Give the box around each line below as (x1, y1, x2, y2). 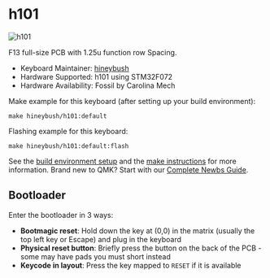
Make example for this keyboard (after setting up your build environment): (8, 96, 256, 106)
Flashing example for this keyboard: (8, 126, 128, 136)
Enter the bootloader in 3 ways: (8, 210, 114, 219)
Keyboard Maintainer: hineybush (20, 63, 130, 73)
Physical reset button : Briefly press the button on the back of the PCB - (20, 243, 262, 253)
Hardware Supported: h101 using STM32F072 (20, 72, 173, 81)
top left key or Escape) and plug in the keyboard (20, 234, 181, 244)
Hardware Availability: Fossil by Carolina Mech (20, 80, 176, 90)
